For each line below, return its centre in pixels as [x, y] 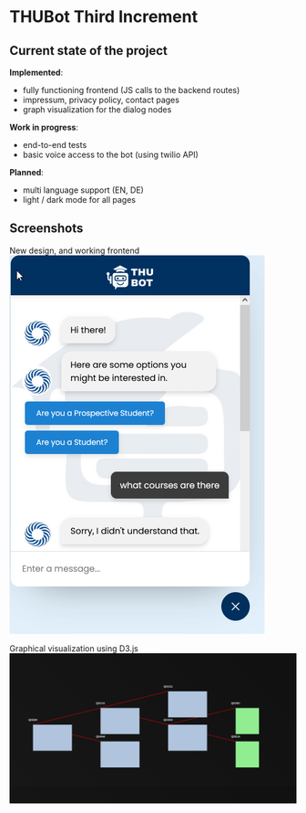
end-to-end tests [55, 145]
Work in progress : [44, 127]
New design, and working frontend [75, 250]
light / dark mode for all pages [79, 200]
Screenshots [46, 229]
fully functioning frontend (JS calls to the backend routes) [131, 90]
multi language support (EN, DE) [83, 190]
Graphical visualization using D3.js [74, 648]
